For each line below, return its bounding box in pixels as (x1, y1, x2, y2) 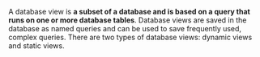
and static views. (8, 41, 65, 51)
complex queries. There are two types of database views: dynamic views (8, 32, 253, 42)
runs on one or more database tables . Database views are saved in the (8, 15, 247, 25)
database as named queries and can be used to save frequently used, (8, 24, 241, 33)
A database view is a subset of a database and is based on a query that (8, 7, 251, 16)
